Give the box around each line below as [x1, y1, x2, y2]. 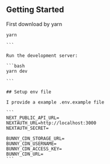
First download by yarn [6, 20, 63, 27]
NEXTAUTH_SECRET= [6, 125, 49, 131]
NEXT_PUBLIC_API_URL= [6, 115, 60, 121]
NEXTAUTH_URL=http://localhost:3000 [6, 120, 96, 126]
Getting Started [6, 5, 64, 15]
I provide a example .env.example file [6, 99, 105, 105]
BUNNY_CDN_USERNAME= [6, 140, 57, 147]
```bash [6, 63, 25, 69]
